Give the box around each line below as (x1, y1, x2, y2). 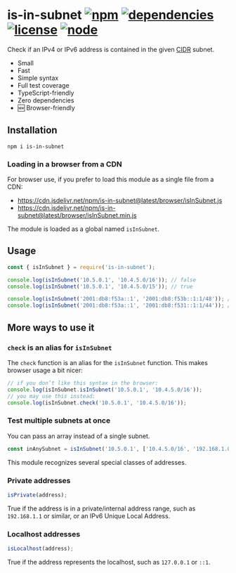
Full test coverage (17, 81, 70, 89)
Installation (7, 124, 58, 136)
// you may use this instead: (7, 393, 96, 400)
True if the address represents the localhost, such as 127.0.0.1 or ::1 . (7, 558, 211, 566)
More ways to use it (7, 322, 95, 334)
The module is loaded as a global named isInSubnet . (7, 225, 160, 233)
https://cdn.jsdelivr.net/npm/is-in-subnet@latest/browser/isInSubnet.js (17, 197, 223, 205)
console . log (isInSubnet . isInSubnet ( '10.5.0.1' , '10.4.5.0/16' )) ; (7, 386, 202, 393)
